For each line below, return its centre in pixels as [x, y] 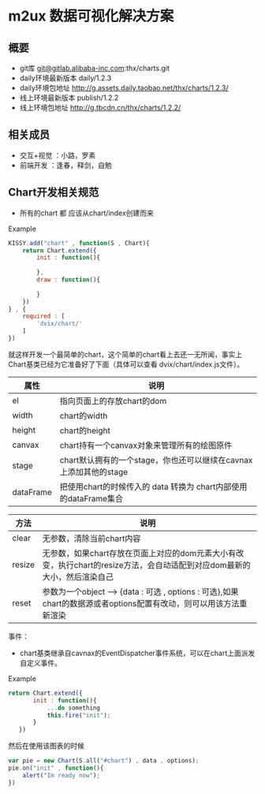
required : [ [44, 316]
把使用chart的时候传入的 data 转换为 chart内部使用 [153, 486]
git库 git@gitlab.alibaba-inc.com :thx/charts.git [95, 68]
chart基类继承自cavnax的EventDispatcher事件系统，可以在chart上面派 [134, 653]
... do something [74, 708]
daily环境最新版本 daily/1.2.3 [65, 78]
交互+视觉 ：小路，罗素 [58, 155]
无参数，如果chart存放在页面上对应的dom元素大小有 [139, 553]
